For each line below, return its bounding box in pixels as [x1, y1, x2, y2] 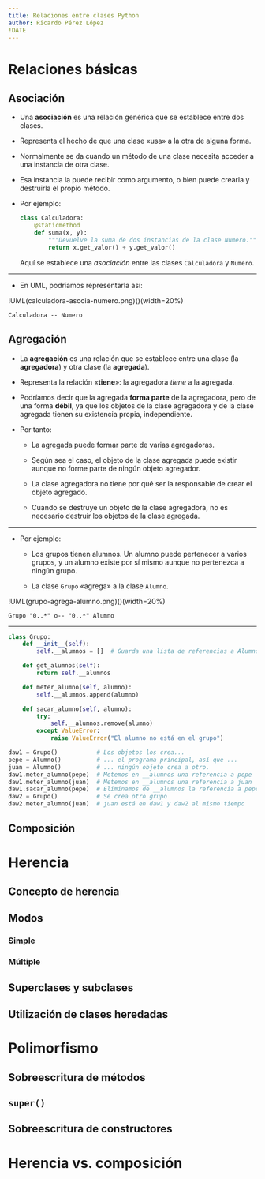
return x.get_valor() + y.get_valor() [48, 243, 176, 251]
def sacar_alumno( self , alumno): [22, 704, 132, 713]
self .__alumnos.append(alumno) [36, 690, 140, 699]
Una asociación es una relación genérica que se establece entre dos [19, 112, 244, 122]
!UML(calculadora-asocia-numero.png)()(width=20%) [8, 295, 184, 305]
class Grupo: [8, 633, 51, 640]
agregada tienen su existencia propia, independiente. [19, 409, 193, 419]
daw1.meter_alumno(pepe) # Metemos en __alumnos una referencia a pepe [8, 771, 252, 779]
